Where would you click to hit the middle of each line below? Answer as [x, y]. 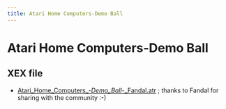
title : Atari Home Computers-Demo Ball [65, 14]
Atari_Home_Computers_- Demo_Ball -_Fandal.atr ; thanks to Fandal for [118, 90]
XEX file [25, 74]
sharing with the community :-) [62, 97]
